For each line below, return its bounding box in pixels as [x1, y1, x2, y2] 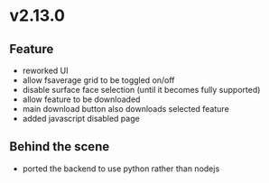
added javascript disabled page [22, 114, 140, 124]
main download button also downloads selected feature [22, 104, 230, 114]
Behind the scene [9, 139, 110, 154]
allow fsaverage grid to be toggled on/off [22, 75, 175, 86]
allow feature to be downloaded [22, 94, 141, 105]
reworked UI [22, 65, 70, 76]
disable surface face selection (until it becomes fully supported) [22, 85, 261, 95]
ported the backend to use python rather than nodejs [22, 163, 220, 174]
